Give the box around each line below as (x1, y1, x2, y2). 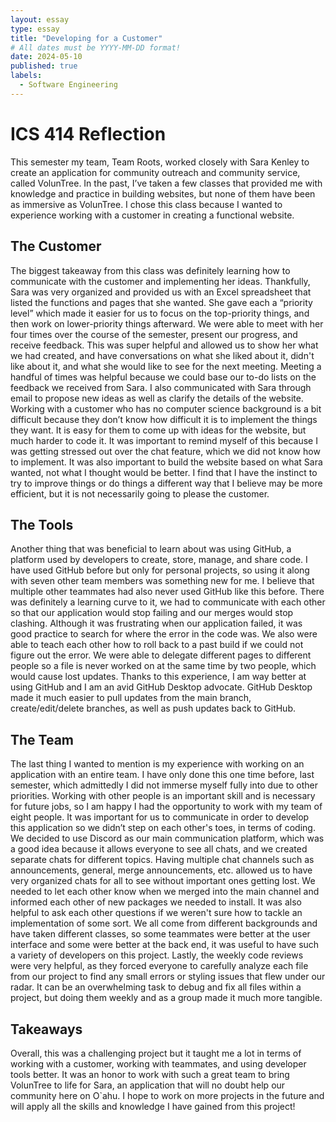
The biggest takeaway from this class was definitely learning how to (10, 264, 291, 276)
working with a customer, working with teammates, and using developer (10, 1057, 307, 1070)
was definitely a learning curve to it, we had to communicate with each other (10, 596, 326, 608)
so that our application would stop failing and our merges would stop (10, 607, 294, 619)
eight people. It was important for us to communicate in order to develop (10, 811, 310, 823)
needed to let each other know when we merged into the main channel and (10, 886, 320, 898)
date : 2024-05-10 (10, 52, 83, 62)
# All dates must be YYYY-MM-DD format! (10, 42, 182, 53)
